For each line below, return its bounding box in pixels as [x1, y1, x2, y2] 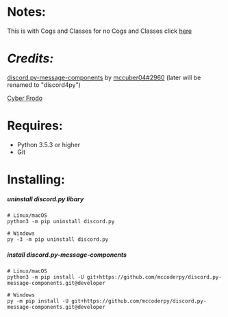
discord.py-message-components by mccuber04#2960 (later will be [7, 73, 201, 81]
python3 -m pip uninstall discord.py [7, 218, 115, 225]
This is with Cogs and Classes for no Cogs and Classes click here [7, 27, 192, 35]
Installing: [7, 172, 65, 187]
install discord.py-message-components [7, 251, 127, 259]
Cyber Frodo [7, 94, 43, 102]
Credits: [7, 51, 54, 66]
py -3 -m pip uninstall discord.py [7, 236, 109, 243]
